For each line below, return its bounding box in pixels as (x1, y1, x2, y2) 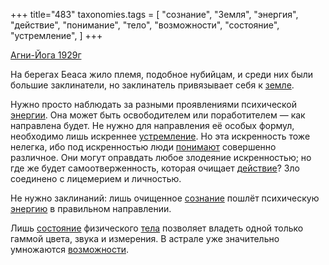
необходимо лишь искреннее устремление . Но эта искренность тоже (10, 130, 311, 142)
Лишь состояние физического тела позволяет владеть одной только (10, 222, 304, 234)
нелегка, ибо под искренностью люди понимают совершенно (10, 141, 277, 153)
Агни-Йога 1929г (10, 49, 82, 61)
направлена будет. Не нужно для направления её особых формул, (10, 120, 295, 131)
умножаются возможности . (10, 244, 130, 255)
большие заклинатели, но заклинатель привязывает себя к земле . (10, 79, 295, 91)
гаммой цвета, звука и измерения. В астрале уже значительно (10, 233, 280, 244)
